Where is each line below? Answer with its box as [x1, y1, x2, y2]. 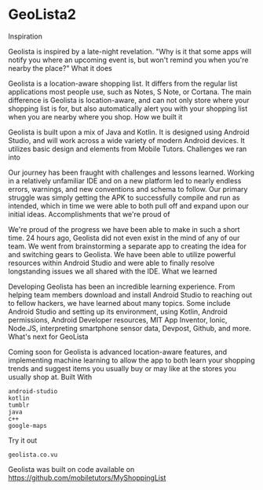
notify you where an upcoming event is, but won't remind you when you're [8, 55, 249, 64]
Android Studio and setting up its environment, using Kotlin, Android [8, 307, 228, 316]
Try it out [8, 435, 38, 445]
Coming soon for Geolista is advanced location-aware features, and [8, 347, 228, 356]
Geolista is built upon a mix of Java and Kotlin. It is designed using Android [8, 127, 250, 137]
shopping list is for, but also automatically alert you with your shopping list [8, 104, 248, 113]
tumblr [8, 401, 30, 409]
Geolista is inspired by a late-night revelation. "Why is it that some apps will [8, 46, 252, 56]
